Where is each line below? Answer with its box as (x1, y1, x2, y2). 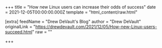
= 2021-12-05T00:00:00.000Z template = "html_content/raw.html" (5, 9, 138, 15)
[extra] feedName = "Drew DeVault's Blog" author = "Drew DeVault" (5, 19, 141, 24)
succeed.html (5, 29, 33, 34)
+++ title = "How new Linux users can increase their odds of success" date (5, 4, 156, 10)
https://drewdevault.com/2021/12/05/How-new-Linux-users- (35, 24, 157, 30)
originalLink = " (5, 24, 36, 30)
